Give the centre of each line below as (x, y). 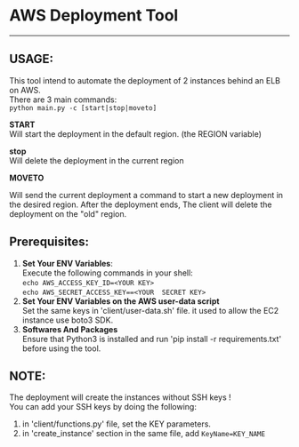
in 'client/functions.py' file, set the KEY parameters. (117, 424)
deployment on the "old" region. (68, 213)
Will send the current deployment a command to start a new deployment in (146, 195)
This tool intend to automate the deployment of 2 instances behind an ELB (145, 80)
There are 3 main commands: (63, 100)
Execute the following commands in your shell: (107, 273)
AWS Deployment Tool (94, 16)
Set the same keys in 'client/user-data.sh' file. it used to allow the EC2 (150, 310)
